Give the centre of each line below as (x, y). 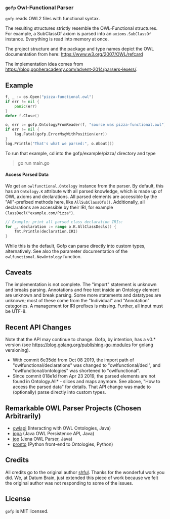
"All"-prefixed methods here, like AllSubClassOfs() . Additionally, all (75, 202)
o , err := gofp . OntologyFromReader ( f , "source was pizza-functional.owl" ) (86, 125)
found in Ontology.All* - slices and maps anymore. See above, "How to (86, 382)
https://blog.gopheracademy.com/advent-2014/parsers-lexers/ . (71, 69)
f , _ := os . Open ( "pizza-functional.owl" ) (50, 97)
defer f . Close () (22, 116)
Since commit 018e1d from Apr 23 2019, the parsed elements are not (84, 376)
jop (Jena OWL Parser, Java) (42, 439)
